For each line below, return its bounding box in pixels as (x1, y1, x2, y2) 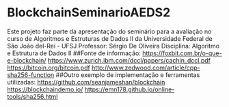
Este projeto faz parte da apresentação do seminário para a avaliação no (7, 27, 212, 35)
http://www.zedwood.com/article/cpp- (91, 63, 200, 72)
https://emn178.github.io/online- (84, 85, 175, 93)
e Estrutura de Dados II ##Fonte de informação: (7, 49, 142, 57)
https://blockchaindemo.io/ (7, 85, 83, 93)
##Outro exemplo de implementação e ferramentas (55, 70, 200, 79)
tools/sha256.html (7, 92, 58, 100)
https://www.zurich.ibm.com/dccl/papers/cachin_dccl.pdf (47, 56, 211, 64)
